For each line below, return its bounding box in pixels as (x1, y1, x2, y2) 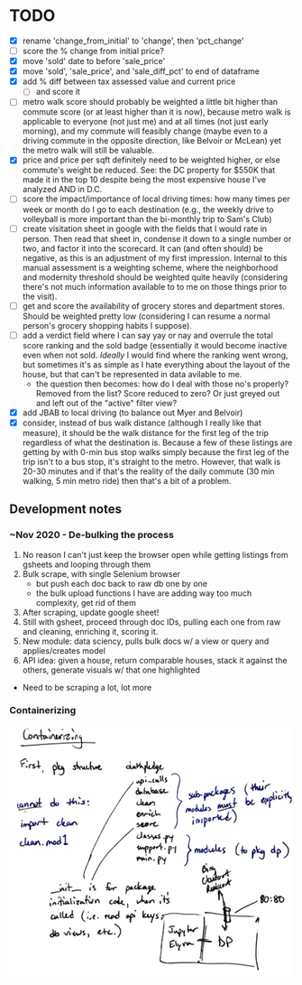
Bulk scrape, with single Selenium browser (22, 568, 181, 579)
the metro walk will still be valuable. (22, 145, 155, 156)
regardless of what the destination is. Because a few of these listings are (22, 437, 293, 448)
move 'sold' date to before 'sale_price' (22, 56, 166, 67)
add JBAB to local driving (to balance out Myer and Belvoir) (22, 407, 243, 418)
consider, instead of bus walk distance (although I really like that (22, 417, 261, 428)
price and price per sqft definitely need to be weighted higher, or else (22, 154, 281, 165)
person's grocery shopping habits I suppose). (22, 320, 192, 330)
